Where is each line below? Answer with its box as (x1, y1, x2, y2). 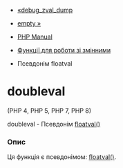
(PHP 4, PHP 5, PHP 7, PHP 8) (7, 106, 92, 115)
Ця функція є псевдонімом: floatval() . (7, 153, 116, 161)
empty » (17, 19, 41, 27)
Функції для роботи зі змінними (17, 46, 111, 54)
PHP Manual (17, 32, 53, 41)
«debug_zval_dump (17, 6, 73, 14)
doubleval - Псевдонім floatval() (7, 120, 101, 128)
